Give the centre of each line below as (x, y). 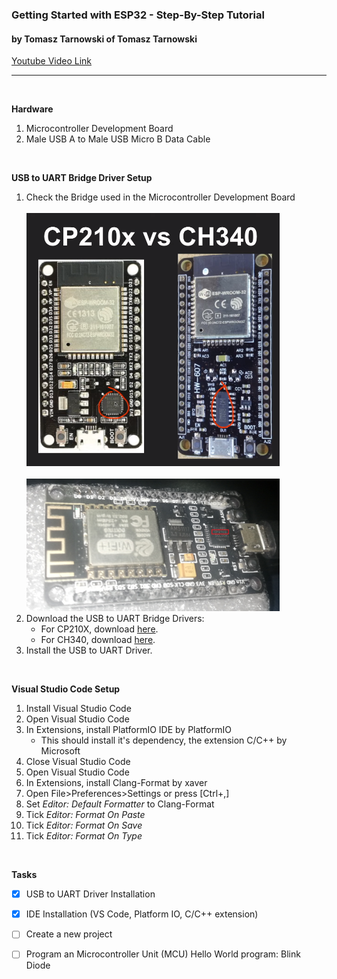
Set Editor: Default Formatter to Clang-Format (120, 804)
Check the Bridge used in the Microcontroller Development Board (160, 197)
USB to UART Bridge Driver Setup (82, 178)
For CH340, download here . (98, 640)
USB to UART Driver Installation (90, 894)
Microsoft (60, 751)
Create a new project (69, 934)
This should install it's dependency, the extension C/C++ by (164, 740)
